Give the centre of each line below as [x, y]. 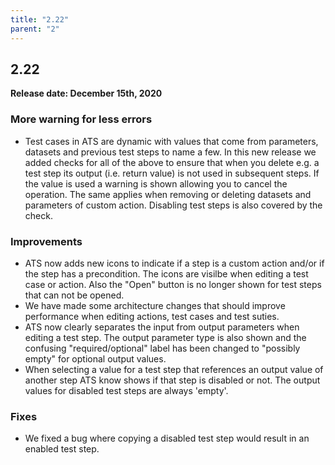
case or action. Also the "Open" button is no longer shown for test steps [173, 284]
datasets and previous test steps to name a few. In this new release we [170, 152]
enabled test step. [62, 449]
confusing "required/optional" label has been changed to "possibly [162, 348]
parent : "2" [35, 29]
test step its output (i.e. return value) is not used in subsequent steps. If [172, 173]
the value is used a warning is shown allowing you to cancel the [156, 183]
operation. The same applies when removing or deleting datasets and [168, 194]
